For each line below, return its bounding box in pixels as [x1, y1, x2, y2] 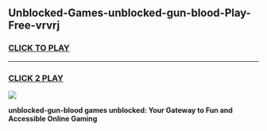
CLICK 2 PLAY [8, 72, 64, 83]
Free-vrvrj [8, 19, 60, 33]
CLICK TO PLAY [8, 43, 70, 54]
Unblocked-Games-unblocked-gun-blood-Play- [8, 6, 252, 20]
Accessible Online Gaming [8, 114, 98, 123]
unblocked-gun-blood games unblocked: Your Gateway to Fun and [8, 105, 233, 114]
